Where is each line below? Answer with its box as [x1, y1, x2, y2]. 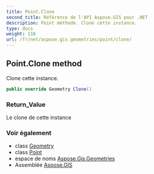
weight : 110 [6, 31, 36, 37]
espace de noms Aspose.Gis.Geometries [14, 155, 115, 162]
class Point [14, 149, 42, 156]
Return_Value [6, 100, 46, 108]
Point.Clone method [6, 59, 82, 69]
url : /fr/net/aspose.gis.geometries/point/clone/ [6, 36, 133, 42]
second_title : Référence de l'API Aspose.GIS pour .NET [6, 14, 148, 20]
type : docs [6, 25, 33, 32]
